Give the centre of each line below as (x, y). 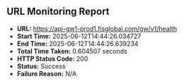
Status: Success (41, 66)
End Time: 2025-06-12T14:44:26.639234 (77, 43)
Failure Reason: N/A (47, 73)
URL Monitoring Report (58, 12)
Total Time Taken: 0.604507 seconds (72, 51)
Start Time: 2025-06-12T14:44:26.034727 (79, 36)
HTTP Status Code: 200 (52, 59)
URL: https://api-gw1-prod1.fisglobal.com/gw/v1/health (97, 28)
